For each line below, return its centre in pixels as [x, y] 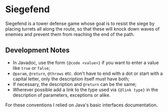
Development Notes [37, 50]
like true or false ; [31, 68]
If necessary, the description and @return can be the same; [75, 84]
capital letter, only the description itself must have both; [71, 79]
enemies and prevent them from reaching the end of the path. [70, 34]
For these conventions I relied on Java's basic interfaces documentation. [81, 105]
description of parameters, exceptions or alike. [62, 95]
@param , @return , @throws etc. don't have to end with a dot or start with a [88, 73]
